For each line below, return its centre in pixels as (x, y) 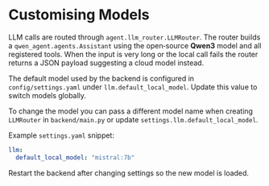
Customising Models (79, 15)
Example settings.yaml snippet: (62, 135)
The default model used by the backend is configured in (101, 78)
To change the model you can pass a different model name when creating (131, 111)
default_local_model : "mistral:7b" (75, 157)
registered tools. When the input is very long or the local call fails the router (133, 54)
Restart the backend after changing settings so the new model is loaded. (129, 173)
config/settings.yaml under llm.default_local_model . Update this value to (133, 87)
